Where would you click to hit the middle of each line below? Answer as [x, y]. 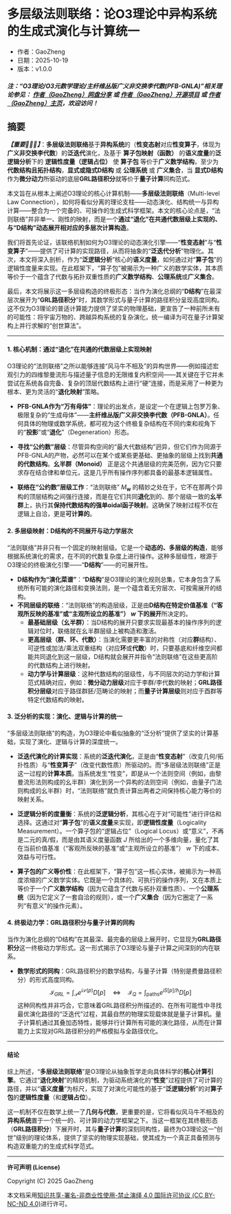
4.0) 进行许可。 [50, 1204]
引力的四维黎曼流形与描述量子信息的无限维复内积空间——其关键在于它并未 [118, 374]
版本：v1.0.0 [35, 69]
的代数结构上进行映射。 [60, 665]
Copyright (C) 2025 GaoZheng [51, 1181]
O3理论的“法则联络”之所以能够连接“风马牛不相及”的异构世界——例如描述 [110, 366]
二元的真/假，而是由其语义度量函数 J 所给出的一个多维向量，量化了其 [121, 840]
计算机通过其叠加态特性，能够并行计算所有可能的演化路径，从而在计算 [122, 1023]
